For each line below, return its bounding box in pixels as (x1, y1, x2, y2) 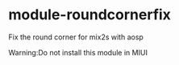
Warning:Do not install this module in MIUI (8, 47, 148, 57)
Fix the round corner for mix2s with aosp (8, 32, 144, 42)
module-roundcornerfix (8, 6, 172, 24)
